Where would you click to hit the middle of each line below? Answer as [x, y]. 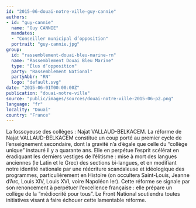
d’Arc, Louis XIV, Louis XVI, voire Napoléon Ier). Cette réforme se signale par [98, 182]
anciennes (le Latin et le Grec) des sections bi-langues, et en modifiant [91, 163]
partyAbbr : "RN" [31, 77]
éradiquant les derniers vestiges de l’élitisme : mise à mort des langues [92, 156]
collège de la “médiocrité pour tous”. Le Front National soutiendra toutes [93, 194]
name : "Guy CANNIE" [35, 28]
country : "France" [28, 115]
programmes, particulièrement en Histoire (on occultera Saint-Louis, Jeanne [98, 175]
